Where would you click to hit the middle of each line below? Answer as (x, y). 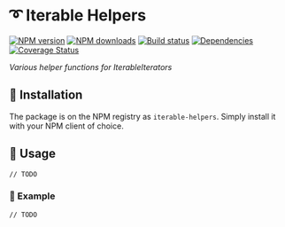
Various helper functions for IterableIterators (91, 67)
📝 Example (32, 196)
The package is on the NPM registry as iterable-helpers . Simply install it (142, 116)
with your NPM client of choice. (66, 126)
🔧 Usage (32, 154)
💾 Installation (46, 95)
